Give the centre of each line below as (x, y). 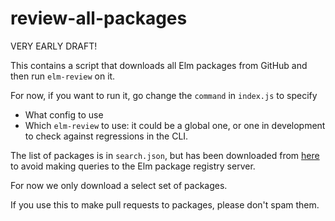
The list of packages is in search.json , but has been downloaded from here (165, 155)
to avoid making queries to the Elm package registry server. (133, 166)
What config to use (64, 114)
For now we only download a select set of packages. (119, 185)
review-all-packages (99, 18)
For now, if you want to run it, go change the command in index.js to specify (164, 95)
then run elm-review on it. (63, 76)
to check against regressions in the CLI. (106, 136)
